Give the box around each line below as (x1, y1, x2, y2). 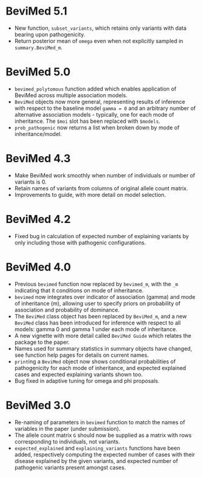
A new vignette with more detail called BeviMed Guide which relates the (14, 332, 192, 339)
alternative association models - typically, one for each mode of (14, 111, 174, 118)
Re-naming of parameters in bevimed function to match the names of (14, 418, 186, 426)
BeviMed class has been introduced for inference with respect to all (14, 319, 181, 326)
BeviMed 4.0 (5, 260, 71, 274)
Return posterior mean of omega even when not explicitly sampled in (14, 37, 183, 44)
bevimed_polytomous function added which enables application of (14, 85, 177, 92)
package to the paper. (14, 338, 70, 346)
